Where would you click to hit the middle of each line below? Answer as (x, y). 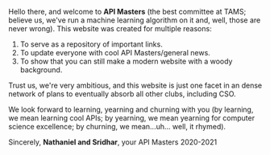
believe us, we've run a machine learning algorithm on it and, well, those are (135, 20)
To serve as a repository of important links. (91, 44)
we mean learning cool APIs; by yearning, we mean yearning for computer (132, 118)
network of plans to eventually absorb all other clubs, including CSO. (122, 94)
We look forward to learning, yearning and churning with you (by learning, (131, 109)
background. (41, 70)
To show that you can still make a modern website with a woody (126, 61)
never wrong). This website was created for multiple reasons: (110, 29)
